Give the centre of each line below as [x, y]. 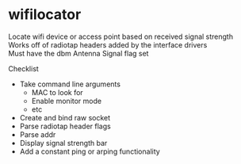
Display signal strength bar [63, 143]
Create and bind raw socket [65, 117]
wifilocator [45, 15]
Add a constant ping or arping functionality [90, 151]
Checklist [24, 68]
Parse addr [38, 134]
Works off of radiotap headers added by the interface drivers [108, 44]
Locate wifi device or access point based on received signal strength [121, 36]
